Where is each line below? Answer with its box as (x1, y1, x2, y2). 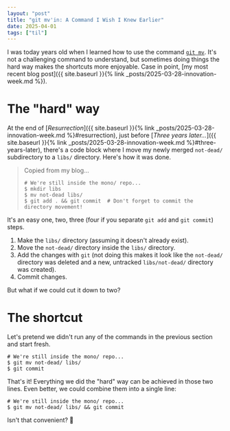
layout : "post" (7, 10, 51, 17)
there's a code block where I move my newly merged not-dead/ (43, 145, 223, 154)
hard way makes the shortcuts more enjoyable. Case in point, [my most (7, 62, 209, 71)
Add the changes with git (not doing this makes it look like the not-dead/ (16, 251, 223, 259)
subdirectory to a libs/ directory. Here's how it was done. (7, 153, 172, 161)
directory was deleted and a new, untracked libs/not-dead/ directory (16, 258, 214, 266)
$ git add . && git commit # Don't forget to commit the (23, 198, 194, 205)
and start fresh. (7, 340, 51, 349)
